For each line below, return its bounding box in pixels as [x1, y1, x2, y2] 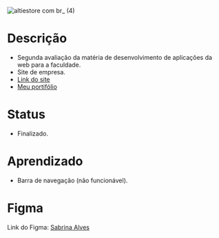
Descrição [7, 31, 67, 46]
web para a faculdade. [17, 61, 81, 69]
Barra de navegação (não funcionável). [17, 176, 128, 184]
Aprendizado [7, 153, 83, 169]
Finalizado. [17, 129, 48, 138]
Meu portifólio [17, 83, 57, 91]
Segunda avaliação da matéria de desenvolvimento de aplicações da [17, 53, 212, 61]
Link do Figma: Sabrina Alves [7, 223, 90, 231]
